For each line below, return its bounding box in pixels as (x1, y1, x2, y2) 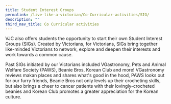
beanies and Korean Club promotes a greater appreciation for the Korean (5, 88, 159, 94)
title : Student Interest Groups (5, 7, 74, 13)
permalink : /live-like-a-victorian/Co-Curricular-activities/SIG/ (5, 12, 150, 17)
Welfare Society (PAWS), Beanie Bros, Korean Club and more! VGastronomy (5, 67, 164, 73)
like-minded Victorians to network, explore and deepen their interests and (5, 46, 161, 52)
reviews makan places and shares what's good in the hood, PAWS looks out (5, 72, 165, 79)
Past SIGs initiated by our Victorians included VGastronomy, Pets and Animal (5, 61, 166, 67)
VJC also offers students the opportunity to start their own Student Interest (5, 36, 162, 42)
